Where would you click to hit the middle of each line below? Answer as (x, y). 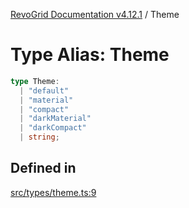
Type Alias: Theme (90, 55)
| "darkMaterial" (55, 119)
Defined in (43, 168)
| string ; (39, 137)
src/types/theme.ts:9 (53, 192)
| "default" (44, 90)
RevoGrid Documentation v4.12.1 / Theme (95, 14)
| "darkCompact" (53, 128)
